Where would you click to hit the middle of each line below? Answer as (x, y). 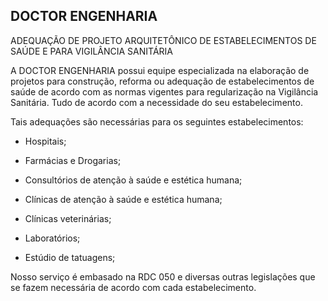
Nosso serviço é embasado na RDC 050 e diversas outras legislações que (163, 276)
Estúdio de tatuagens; (70, 257)
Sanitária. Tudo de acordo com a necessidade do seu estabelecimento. (156, 102)
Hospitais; (45, 141)
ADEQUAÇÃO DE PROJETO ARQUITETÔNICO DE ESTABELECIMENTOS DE (163, 40)
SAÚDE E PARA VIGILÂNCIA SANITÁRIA (91, 51)
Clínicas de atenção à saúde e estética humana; (123, 199)
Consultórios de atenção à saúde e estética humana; (133, 180)
